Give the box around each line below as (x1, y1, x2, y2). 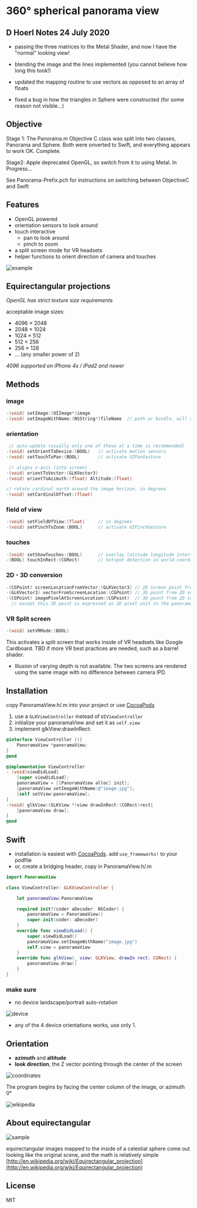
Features (6, 200, 39, 210)
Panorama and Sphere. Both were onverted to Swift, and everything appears (6, 141, 191, 148)
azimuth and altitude (14, 1055, 66, 1062)
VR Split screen (6, 615, 51, 623)
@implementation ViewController (6, 763, 85, 770)
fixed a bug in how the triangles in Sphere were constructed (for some (14, 96, 185, 103)
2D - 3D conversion (6, 571, 63, 579)
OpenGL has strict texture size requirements (6, 297, 113, 304)
